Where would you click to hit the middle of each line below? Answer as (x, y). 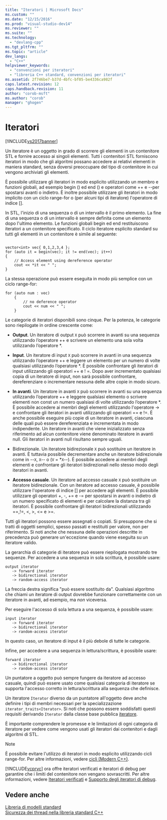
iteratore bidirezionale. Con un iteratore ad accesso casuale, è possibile (86, 485)
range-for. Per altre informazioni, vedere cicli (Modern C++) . (67, 759)
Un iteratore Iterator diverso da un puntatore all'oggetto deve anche (76, 698)
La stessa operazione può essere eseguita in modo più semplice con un (79, 279)
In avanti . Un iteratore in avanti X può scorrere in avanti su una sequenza (87, 392)
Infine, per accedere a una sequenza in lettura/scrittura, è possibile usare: (81, 651)
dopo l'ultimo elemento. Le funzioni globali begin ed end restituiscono (77, 223)
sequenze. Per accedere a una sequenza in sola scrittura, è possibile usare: (83, 558)
